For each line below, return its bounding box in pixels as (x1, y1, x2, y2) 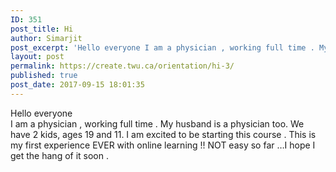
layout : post (10, 52, 65, 62)
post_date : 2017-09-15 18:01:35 (10, 80, 145, 90)
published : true (10, 71, 78, 81)
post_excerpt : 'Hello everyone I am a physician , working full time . (10, 42, 315, 53)
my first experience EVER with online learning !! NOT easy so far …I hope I (10, 139, 316, 151)
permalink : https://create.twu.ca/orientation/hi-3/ (10, 61, 235, 71)
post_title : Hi (10, 24, 74, 34)
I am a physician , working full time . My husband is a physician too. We (10, 117, 305, 130)
